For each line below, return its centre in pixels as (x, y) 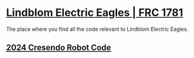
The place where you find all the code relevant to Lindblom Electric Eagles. (97, 29)
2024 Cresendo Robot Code (59, 48)
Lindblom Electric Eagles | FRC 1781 (95, 13)
